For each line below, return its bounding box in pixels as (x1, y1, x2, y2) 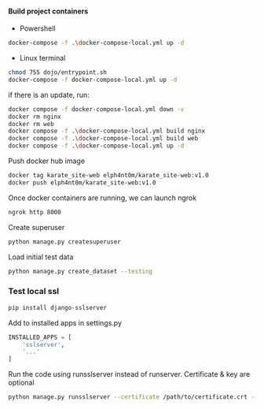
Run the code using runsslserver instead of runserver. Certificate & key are (8, 370, 251, 379)
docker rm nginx (8, 113, 61, 121)
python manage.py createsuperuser (8, 237, 122, 246)
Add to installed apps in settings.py (8, 318, 123, 327)
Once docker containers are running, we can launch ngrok (8, 193, 197, 203)
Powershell (19, 24, 57, 33)
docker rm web (8, 120, 55, 128)
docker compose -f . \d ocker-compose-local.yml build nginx (8, 127, 206, 136)
